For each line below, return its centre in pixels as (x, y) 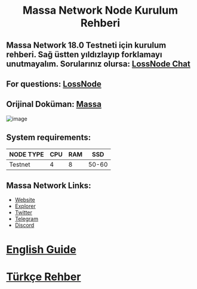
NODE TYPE (27, 154)
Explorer (25, 206)
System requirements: (49, 138)
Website (25, 200)
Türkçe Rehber (44, 277)
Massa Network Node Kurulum (100, 10)
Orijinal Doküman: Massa (54, 104)
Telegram (27, 219)
